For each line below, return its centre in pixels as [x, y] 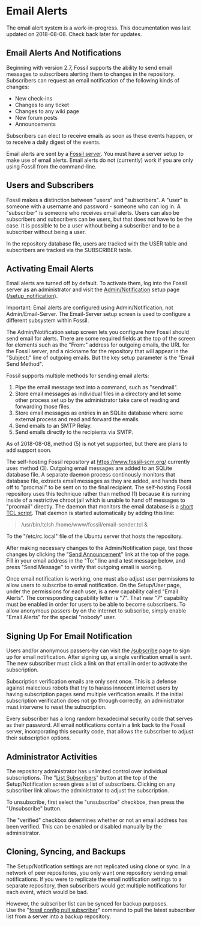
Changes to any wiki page [47, 111]
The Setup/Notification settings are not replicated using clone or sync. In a [98, 866]
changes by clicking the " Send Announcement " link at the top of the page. [98, 554]
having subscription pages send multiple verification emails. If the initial [94, 694]
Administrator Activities [52, 757]
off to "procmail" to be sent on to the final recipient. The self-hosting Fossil [99, 487]
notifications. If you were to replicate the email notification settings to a [94, 879]
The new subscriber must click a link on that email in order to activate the [97, 664]
